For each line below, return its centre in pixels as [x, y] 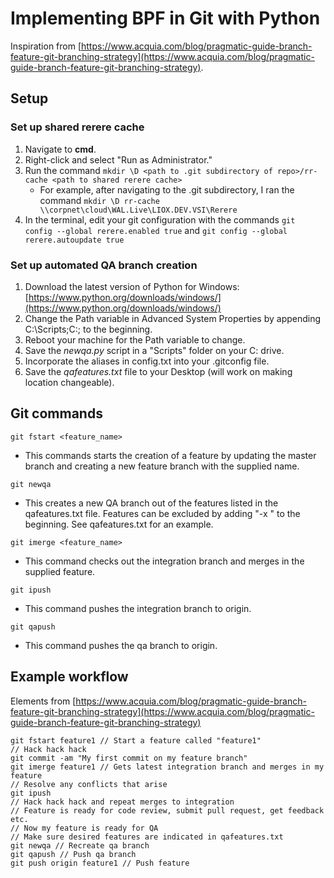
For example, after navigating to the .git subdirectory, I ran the [167, 189]
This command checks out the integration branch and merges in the [164, 561]
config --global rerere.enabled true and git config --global [156, 230]
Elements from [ [43, 701]
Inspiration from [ [46, 46]
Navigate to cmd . [60, 149]
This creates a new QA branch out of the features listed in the [151, 503]
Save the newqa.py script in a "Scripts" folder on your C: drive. [154, 350]
